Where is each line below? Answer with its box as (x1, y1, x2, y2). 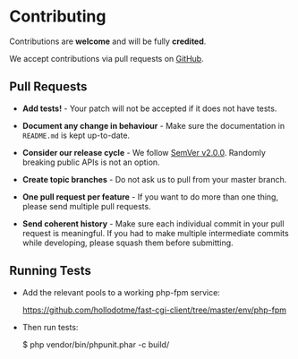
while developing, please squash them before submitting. (21, 237, 234, 248)
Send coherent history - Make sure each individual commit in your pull (21, 218, 285, 229)
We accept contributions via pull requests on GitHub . (9, 53, 204, 64)
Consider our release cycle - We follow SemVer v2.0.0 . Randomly (21, 147, 267, 158)
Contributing (9, 6, 106, 27)
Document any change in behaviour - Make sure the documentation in (21, 120, 285, 131)
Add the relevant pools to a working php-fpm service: (21, 286, 221, 297)
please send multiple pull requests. (21, 201, 151, 211)
